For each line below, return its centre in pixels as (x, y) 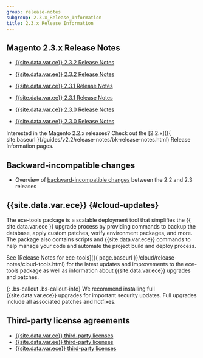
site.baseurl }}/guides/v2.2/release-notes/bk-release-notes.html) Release (98, 140)
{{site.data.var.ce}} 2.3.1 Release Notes (64, 86)
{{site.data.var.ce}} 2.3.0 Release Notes (65, 109)
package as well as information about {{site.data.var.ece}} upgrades (105, 270)
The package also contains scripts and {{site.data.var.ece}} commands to (98, 239)
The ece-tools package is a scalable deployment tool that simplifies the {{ (99, 220)
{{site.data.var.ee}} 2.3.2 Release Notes (65, 74)
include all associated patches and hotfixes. (61, 301)
